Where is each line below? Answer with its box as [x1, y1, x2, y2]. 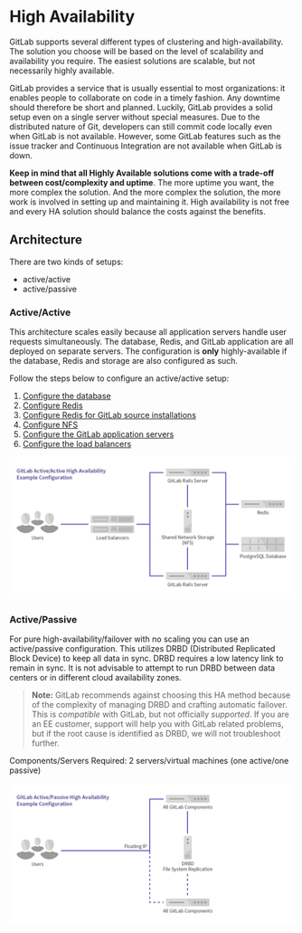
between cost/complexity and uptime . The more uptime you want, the [9, 176, 274, 187]
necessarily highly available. [9, 65, 115, 76]
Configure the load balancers [22, 439, 132, 450]
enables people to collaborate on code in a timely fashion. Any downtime [9, 92, 281, 103]
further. [31, 738, 61, 748]
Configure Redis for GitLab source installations [22, 410, 197, 421]
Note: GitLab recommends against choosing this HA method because [31, 690, 291, 700]
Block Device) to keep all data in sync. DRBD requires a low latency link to [9, 653, 284, 664]
